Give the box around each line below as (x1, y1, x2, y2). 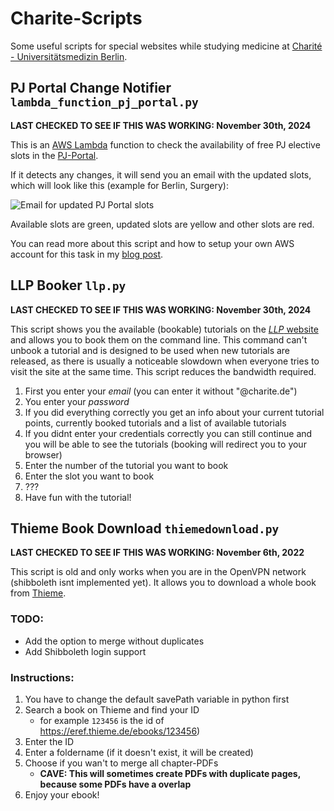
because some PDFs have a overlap (39, 778, 192, 790)
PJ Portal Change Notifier (10, 80, 172, 97)
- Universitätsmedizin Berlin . (10, 50, 128, 62)
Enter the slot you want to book (24, 470, 155, 482)
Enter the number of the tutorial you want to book (24, 459, 229, 471)
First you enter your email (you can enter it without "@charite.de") (24, 385, 298, 397)
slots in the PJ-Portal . (10, 149, 99, 161)
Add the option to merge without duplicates (24, 635, 205, 647)
